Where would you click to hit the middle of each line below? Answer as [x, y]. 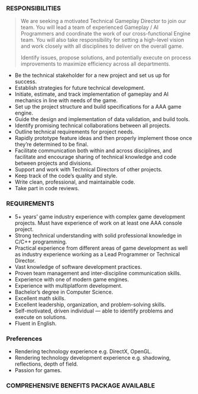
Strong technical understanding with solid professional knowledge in [98, 235]
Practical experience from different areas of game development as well [101, 248]
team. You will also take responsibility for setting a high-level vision [102, 40]
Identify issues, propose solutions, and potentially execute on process [106, 58]
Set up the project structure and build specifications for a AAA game [98, 107]
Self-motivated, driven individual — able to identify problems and [94, 311]
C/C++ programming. [41, 242]
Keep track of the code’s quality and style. [66, 176]
